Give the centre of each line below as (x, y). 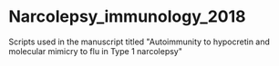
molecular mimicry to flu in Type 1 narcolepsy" (96, 51)
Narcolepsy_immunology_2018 (127, 17)
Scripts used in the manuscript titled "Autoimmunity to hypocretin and (139, 42)
